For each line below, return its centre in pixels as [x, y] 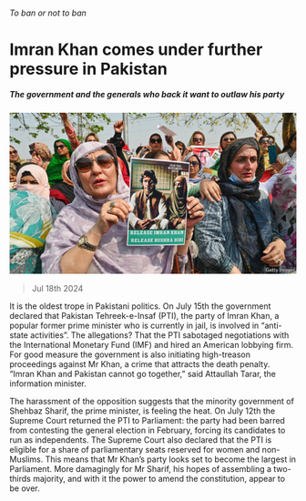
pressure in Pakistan [89, 69]
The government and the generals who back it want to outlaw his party [147, 95]
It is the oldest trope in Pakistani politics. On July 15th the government [140, 306]
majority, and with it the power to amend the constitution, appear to [159, 479]
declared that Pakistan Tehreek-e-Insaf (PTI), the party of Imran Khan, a [144, 316]
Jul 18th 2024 [57, 289]
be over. [25, 488]
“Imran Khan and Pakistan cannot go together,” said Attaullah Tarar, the [143, 374]
